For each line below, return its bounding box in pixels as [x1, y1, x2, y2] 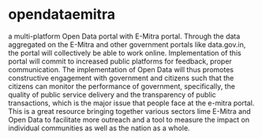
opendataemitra [8, 5, 116, 24]
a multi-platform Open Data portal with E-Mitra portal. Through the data [8, 31, 241, 41]
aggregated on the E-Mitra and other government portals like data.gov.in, [8, 39, 246, 49]
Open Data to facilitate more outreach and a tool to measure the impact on [8, 115, 250, 124]
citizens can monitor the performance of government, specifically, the [8, 81, 235, 91]
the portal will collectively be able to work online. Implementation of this [8, 48, 242, 57]
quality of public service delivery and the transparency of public [8, 90, 217, 99]
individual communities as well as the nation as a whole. [8, 123, 191, 133]
